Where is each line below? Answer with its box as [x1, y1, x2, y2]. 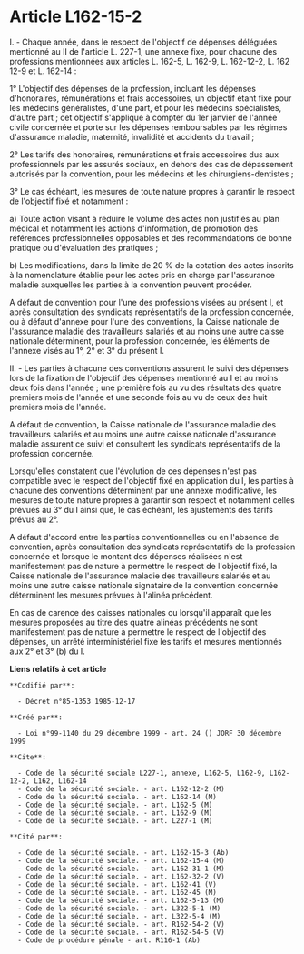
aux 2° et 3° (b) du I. [9, 646, 86, 657]
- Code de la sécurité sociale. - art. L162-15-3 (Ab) [17, 848, 230, 857]
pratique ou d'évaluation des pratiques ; [9, 242, 159, 253]
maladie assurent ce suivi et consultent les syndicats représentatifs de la [9, 438, 281, 449]
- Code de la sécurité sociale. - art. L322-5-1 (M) [17, 903, 221, 913]
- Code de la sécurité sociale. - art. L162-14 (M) [17, 792, 218, 801]
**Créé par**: [9, 712, 64, 722]
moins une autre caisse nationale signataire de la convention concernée [9, 579, 279, 590]
